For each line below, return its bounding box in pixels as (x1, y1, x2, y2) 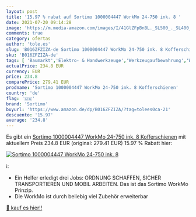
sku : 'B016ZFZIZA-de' (6, 52, 59, 58)
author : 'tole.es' (6, 42, 51, 47)
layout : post (6, 8, 38, 15)
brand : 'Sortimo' (6, 101, 48, 107)
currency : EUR (6, 68, 41, 74)
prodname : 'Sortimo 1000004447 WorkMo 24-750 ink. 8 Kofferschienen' (6, 85, 179, 91)
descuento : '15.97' (6, 112, 54, 118)
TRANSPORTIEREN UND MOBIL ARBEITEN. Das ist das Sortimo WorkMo (14, 181, 188, 188)
